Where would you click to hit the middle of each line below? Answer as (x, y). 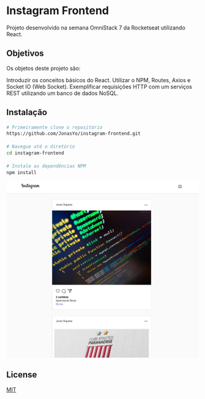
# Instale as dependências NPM (46, 166)
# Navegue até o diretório (41, 147)
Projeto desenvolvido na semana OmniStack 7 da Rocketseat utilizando (96, 28)
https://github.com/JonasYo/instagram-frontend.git (73, 134)
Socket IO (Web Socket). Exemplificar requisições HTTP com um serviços (99, 86)
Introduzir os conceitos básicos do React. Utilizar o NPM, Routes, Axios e (99, 80)
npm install (21, 172)
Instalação (27, 112)
